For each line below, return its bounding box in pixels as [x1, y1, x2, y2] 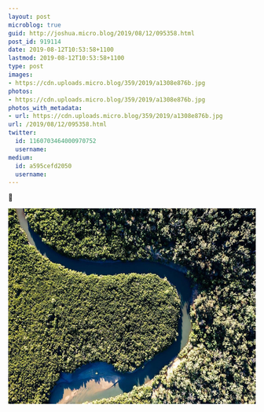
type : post [8, 63, 44, 71]
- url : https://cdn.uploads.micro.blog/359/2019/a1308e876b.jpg [8, 112, 223, 120]
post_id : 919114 [8, 38, 61, 46]
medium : [8, 153, 34, 161]
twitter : [8, 129, 37, 137]
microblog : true [8, 20, 61, 29]
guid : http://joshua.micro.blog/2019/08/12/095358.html [8, 29, 195, 37]
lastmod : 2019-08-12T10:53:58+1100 [8, 54, 125, 62]
